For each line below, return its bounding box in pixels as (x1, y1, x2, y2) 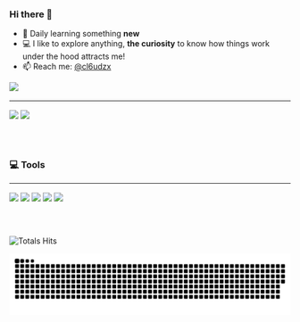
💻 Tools (9, 159, 46, 171)
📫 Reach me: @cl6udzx (21, 62, 112, 72)
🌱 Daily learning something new (21, 29, 140, 39)
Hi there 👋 (9, 8, 54, 21)
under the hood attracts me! (21, 51, 126, 62)
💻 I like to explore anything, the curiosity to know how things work (21, 38, 271, 49)
